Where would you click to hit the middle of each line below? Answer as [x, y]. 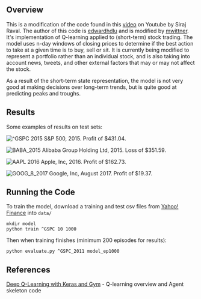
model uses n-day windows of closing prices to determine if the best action [100, 43]
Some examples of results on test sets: [54, 127]
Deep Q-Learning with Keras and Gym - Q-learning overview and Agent [95, 284]
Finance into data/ [29, 213]
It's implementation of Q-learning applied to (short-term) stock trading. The [100, 37]
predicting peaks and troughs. [44, 93]
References [28, 270]
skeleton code [24, 291]
